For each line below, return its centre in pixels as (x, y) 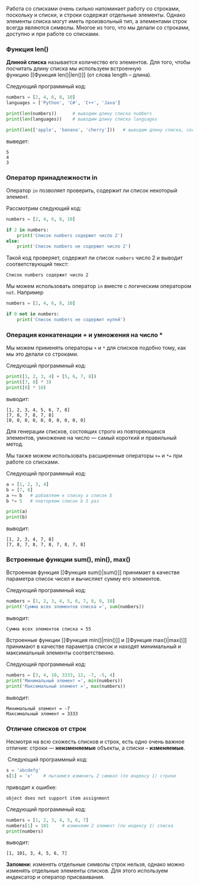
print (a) (17, 512)
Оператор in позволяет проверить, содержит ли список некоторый (92, 190)
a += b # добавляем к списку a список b (59, 495)
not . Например (25, 292)
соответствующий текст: (38, 264)
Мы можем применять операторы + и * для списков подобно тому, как (96, 348)
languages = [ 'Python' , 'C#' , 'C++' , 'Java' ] (63, 103)
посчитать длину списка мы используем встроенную (74, 68)
